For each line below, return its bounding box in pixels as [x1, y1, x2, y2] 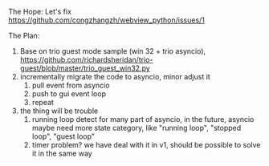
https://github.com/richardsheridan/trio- [19, 55, 153, 64]
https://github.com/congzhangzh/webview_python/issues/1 [8, 15, 205, 25]
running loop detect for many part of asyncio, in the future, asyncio [31, 115, 255, 123]
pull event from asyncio [31, 80, 110, 90]
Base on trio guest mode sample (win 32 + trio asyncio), [19, 47, 206, 55]
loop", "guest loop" [31, 132, 95, 141]
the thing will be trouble [19, 106, 99, 115]
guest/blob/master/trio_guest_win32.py [19, 63, 150, 73]
